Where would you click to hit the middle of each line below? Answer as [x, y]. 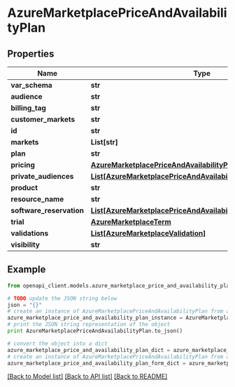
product [24, 188]
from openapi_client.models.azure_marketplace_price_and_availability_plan [120, 285]
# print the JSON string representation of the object [89, 325]
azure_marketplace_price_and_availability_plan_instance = [95, 318]
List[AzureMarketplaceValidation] [148, 233]
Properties [31, 54]
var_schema [31, 85]
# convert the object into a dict [58, 344]
